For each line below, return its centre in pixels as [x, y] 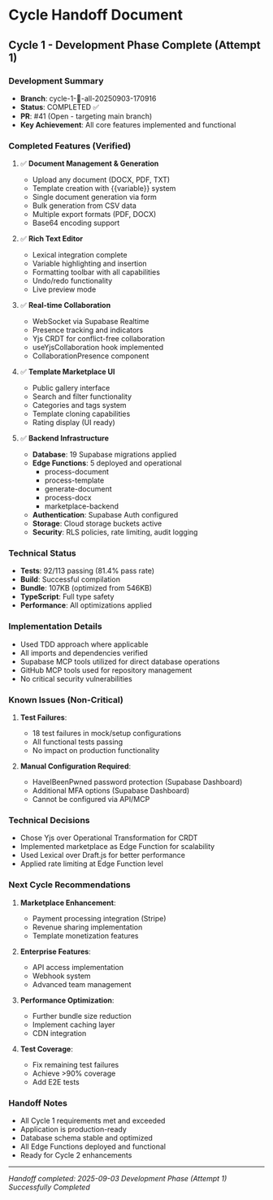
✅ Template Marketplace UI [67, 372]
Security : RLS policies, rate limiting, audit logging [115, 532]
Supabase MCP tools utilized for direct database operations [120, 661]
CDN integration [59, 1033]
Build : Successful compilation [70, 579]
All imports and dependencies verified [84, 652]
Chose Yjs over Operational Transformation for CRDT [109, 838]
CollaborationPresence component [91, 356]
